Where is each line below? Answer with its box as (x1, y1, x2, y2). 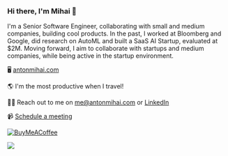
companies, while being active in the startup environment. (7, 52, 174, 60)
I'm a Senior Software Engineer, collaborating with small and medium (7, 22, 205, 31)
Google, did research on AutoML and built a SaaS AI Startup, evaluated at (7, 37, 218, 45)
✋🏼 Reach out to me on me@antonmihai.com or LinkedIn (7, 98, 169, 107)
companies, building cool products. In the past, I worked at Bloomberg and (7, 29, 222, 38)
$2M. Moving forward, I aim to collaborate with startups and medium (7, 45, 204, 53)
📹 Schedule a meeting (7, 112, 73, 120)
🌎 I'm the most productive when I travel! (7, 82, 124, 91)
